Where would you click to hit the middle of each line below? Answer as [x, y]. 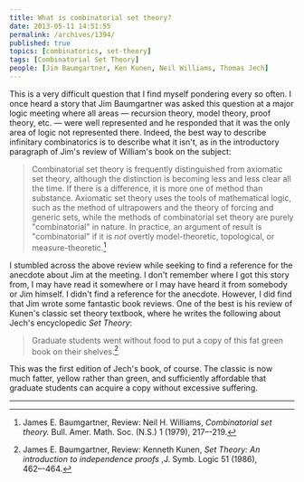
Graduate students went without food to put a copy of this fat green [157, 340]
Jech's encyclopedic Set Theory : [71, 323]
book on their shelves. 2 [75, 351]
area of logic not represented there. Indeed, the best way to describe [138, 132]
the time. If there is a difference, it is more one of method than [147, 188]
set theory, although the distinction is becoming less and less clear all [161, 178]
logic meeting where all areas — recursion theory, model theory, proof [140, 113]
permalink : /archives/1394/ [62, 34]
